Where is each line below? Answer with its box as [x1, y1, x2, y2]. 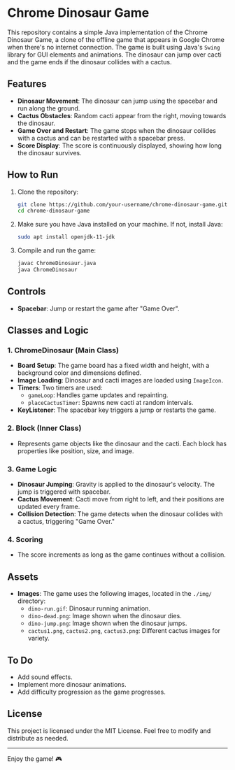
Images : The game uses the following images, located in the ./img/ [17, 590, 212, 598]
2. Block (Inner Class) [7, 423, 82, 433]
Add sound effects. [17, 673, 73, 681]
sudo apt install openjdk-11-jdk [17, 234, 115, 241]
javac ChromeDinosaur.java [17, 260, 97, 267]
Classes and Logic [7, 325, 89, 336]
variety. [27, 634, 50, 643]
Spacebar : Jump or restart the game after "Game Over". [17, 304, 180, 313]
